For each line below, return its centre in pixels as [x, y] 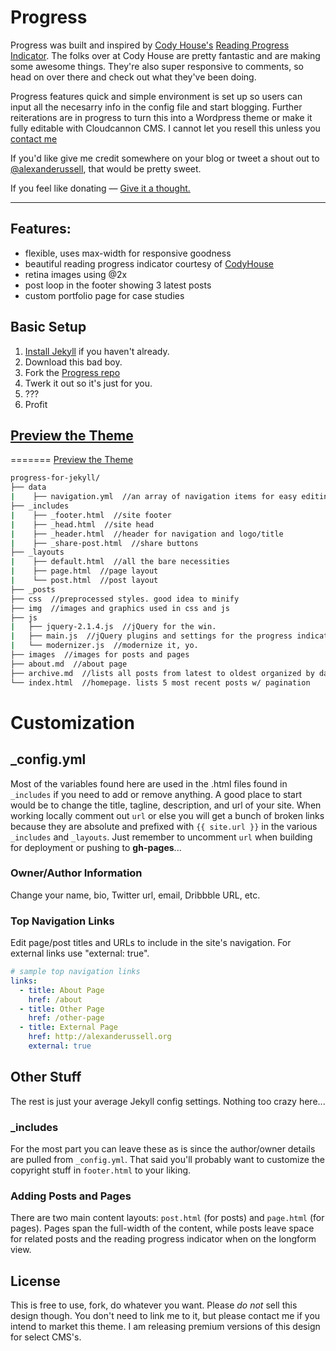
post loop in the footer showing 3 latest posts [118, 285]
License [35, 1281]
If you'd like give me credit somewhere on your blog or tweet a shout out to [165, 158]
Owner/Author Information [76, 873]
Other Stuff [46, 1077]
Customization [72, 722]
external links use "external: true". [80, 953]
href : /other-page [66, 1018]
